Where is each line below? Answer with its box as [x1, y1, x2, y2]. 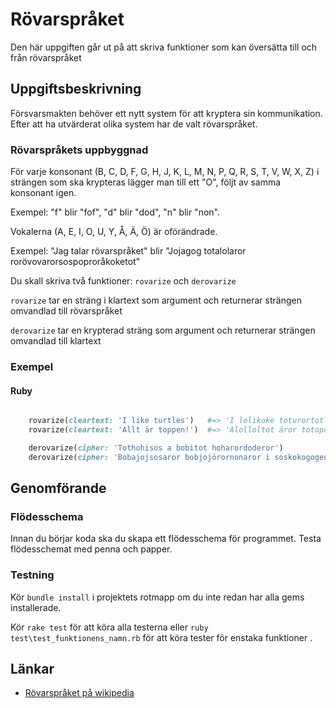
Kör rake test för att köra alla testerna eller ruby [10, 621, 209, 633]
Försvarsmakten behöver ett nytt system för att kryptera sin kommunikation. [10, 107, 323, 119]
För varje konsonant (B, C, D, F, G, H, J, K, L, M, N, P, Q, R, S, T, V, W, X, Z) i [10, 166, 320, 178]
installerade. [10, 601, 62, 613]
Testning [10, 568, 55, 582]
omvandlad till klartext [10, 335, 102, 347]
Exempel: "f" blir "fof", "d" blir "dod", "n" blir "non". [10, 206, 220, 218]
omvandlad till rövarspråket [10, 305, 123, 317]
